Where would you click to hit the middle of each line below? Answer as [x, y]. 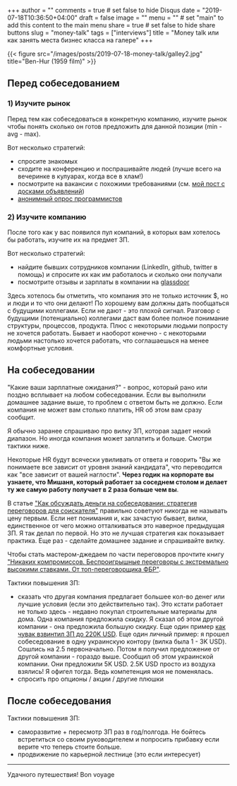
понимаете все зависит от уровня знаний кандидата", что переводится [115, 467]
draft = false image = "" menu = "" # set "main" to [151, 18]
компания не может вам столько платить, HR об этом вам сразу [105, 410]
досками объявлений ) [51, 191]
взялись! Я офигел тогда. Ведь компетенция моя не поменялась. [115, 671]
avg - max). [24, 134]
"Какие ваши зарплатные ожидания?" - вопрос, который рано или [108, 387]
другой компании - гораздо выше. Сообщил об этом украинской [115, 656]
